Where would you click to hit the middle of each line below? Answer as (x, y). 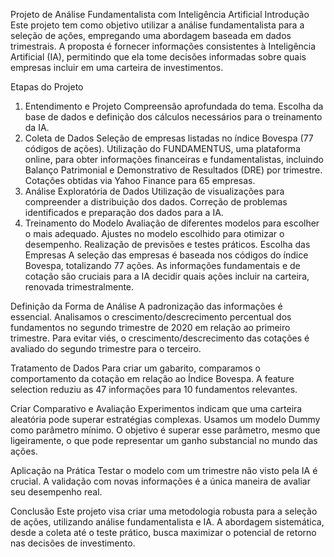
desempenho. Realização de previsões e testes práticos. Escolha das (167, 244)
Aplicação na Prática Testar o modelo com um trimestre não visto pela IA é (164, 470)
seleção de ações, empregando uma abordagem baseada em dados (151, 35)
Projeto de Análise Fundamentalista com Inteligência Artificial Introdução (160, 14)
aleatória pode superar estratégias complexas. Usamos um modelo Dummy (165, 419)
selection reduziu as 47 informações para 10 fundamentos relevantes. (154, 389)
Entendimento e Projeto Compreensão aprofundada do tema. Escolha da (174, 106)
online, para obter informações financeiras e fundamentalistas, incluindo (174, 159)
